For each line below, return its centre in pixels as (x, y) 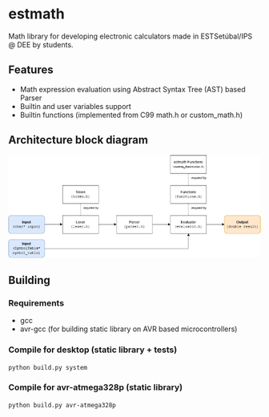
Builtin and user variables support (76, 106)
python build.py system (48, 367)
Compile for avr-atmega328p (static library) (95, 387)
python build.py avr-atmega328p (62, 405)
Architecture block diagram (78, 140)
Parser (31, 98)
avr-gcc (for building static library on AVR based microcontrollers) (128, 329)
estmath (37, 14)
